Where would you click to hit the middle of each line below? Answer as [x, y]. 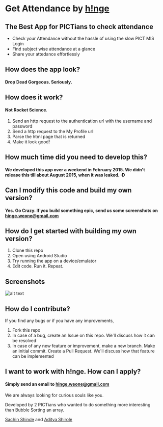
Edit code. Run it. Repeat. [38, 266]
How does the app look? [42, 69]
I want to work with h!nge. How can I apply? [73, 372]
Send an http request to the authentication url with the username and [82, 121]
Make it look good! [31, 142]
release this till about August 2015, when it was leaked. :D [65, 175]
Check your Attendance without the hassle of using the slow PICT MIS [83, 38]
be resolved [24, 340]
